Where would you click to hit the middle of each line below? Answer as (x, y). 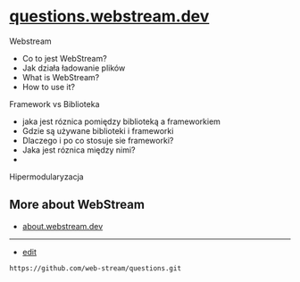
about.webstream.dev (62, 226)
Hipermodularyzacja (46, 177)
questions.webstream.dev (109, 17)
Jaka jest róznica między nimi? (79, 150)
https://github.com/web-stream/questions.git (95, 268)
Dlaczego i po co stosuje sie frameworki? (98, 140)
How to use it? (49, 87)
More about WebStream (77, 205)
